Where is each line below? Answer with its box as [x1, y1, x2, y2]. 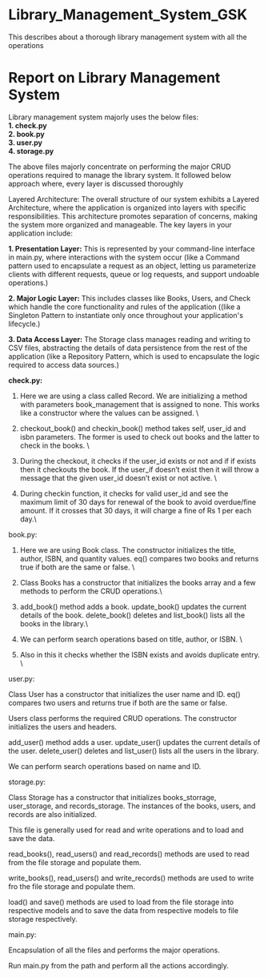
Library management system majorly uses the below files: [8, 112, 198, 122]
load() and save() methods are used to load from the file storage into [8, 897, 234, 907]
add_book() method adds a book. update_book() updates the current [19, 602, 247, 611]
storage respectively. [8, 914, 78, 924]
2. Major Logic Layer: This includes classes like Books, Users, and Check [8, 293, 251, 303]
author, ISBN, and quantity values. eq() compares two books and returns [19, 553, 259, 563]
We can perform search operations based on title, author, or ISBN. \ [19, 634, 242, 644]
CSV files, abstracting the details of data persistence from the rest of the [8, 343, 248, 352]
